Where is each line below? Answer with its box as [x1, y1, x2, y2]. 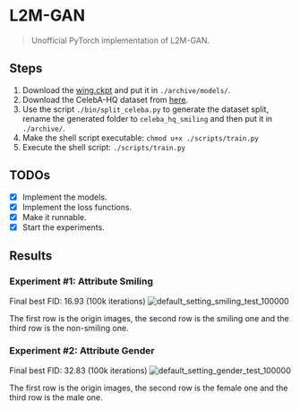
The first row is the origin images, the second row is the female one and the [9, 382, 288, 393]
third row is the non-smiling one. [9, 322, 129, 333]
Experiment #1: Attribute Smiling [9, 275, 154, 287]
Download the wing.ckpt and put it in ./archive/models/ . [21, 84, 231, 95]
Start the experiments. [21, 221, 105, 233]
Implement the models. [21, 192, 107, 202]
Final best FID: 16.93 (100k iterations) [9, 295, 146, 306]
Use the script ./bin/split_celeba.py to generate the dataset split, [21, 104, 270, 115]
